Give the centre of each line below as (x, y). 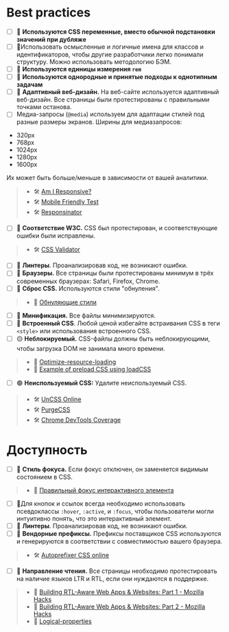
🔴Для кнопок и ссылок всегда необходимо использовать (101, 504)
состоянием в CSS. (45, 477)
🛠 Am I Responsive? (62, 192)
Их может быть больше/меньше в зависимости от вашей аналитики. (107, 178)
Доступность (47, 450)
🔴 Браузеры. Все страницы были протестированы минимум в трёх (115, 273)
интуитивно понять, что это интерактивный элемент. (94, 518)
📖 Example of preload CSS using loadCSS (92, 369)
